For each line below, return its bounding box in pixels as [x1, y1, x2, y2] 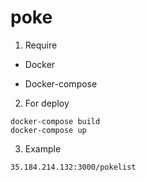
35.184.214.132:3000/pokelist [10, 162, 137, 172]
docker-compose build [10, 116, 101, 126]
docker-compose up [10, 125, 87, 135]
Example [24, 142, 62, 155]
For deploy [24, 97, 70, 109]
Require [24, 39, 58, 51]
